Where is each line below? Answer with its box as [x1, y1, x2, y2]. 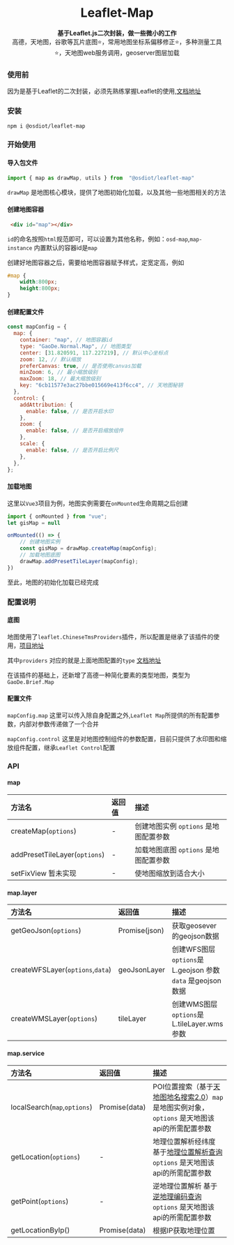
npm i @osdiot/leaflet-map [7, 122, 86, 130]
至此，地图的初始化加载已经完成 [7, 578, 99, 586]
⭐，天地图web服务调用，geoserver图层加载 [54, 48, 180, 57]
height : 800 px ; [19, 285, 61, 292]
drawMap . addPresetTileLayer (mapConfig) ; [19, 558, 139, 565]
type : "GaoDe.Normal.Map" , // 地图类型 [19, 343, 131, 350]
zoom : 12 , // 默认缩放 [19, 356, 81, 363]
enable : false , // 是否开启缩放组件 [25, 427, 124, 434]
